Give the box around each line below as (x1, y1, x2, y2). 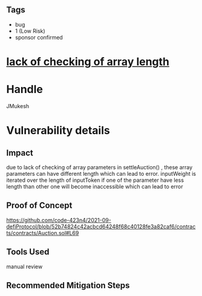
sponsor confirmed (15, 33, 64, 41)
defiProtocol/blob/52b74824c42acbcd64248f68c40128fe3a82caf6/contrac (6, 223, 196, 230)
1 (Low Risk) (15, 27, 45, 34)
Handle (6, 83, 44, 96)
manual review (6, 263, 43, 270)
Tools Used (6, 247, 50, 257)
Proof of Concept (6, 201, 73, 211)
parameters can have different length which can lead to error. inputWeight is (6, 170, 197, 177)
